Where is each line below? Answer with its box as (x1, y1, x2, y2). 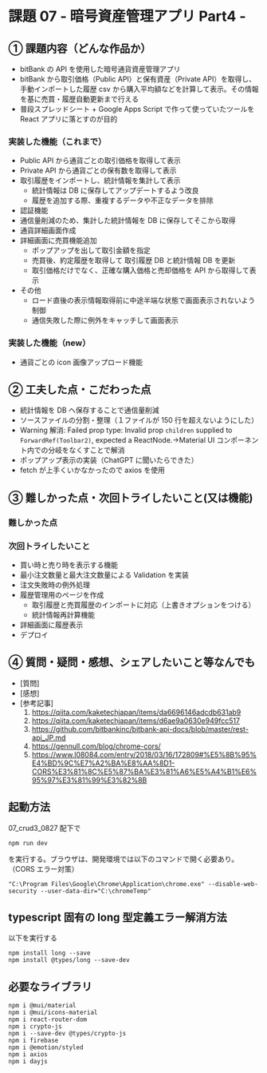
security (8, 887, 37, 895)
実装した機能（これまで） (8, 136, 107, 147)
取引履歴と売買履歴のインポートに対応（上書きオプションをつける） (31, 600, 256, 610)
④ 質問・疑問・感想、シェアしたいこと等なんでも (8, 656, 256, 670)
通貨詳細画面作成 (19, 225, 77, 236)
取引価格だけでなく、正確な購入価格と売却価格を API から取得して (31, 265, 249, 276)
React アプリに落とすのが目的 (19, 114, 118, 124)
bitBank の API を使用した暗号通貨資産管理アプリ (19, 65, 181, 74)
